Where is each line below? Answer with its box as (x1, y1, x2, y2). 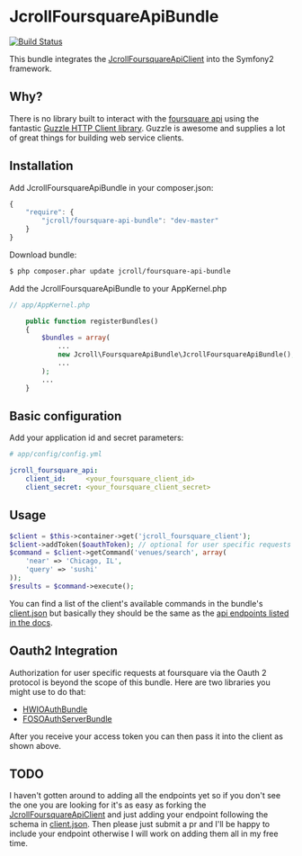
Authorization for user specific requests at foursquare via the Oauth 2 (9, 667, 267, 678)
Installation (9, 158, 74, 174)
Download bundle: (9, 249, 77, 260)
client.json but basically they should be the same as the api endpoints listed (9, 608, 289, 618)
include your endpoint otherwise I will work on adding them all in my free (9, 828, 279, 839)
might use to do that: (9, 686, 86, 697)
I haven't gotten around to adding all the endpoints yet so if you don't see (9, 790, 281, 801)
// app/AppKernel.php (9, 300, 91, 310)
